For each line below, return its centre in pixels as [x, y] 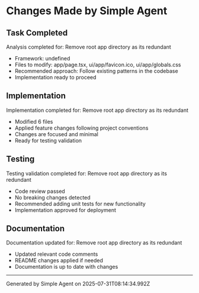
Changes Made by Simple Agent [87, 11]
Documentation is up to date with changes [66, 267]
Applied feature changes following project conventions [81, 128]
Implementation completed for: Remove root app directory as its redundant [97, 110]
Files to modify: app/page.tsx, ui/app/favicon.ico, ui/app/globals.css [98, 65]
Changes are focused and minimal [57, 134]
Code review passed [40, 191]
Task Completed [37, 33]
